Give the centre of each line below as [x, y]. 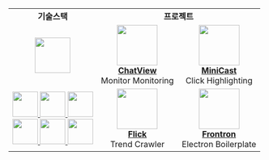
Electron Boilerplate [219, 144]
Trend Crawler [137, 144]
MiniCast [219, 70]
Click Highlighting [219, 80]
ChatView [137, 70]
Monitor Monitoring [137, 80]
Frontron [219, 134]
